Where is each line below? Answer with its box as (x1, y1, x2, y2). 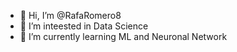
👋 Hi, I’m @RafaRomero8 (19, 10, 122, 21)
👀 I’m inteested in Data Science (19, 20, 149, 32)
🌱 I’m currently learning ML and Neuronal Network (19, 31, 228, 42)
